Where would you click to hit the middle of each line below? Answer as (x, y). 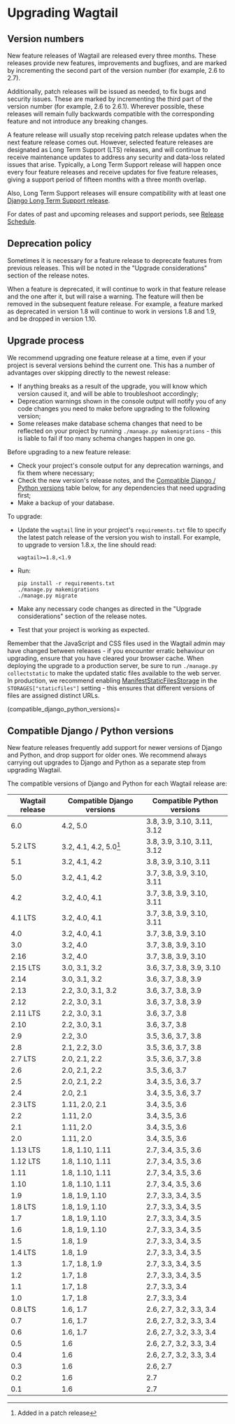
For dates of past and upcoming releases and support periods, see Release (116, 214)
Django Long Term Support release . (59, 200)
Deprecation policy (50, 244)
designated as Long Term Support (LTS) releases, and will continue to (108, 150)
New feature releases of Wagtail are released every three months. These (112, 55)
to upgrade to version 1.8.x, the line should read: (87, 545)
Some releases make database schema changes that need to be (110, 423)
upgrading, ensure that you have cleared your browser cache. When (106, 658)
